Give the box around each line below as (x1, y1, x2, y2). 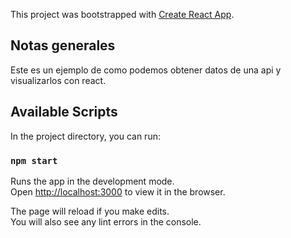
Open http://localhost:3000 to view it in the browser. (10, 185, 226, 198)
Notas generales (10, 37, 116, 54)
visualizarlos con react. (10, 74, 107, 86)
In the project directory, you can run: (10, 130, 161, 142)
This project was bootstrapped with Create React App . (10, 9, 235, 20)
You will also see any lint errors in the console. (10, 215, 202, 228)
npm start (10, 155, 58, 166)
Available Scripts (10, 104, 118, 121)
